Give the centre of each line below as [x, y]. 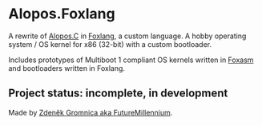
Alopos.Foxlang [62, 14]
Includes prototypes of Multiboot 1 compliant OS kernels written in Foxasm [131, 60]
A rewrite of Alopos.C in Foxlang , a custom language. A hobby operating [127, 36]
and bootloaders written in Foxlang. [67, 68]
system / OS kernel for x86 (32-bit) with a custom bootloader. [110, 44]
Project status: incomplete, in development [118, 94]
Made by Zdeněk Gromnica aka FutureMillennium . [91, 112]
